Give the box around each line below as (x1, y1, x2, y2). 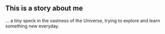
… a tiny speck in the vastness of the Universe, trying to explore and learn (5, 17, 160, 23)
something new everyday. (5, 23, 60, 29)
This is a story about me (5, 4, 83, 13)
